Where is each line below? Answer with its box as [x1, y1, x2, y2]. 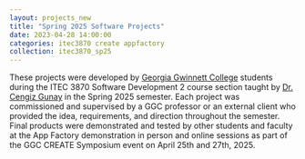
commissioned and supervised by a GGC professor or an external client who [9, 101, 296, 112]
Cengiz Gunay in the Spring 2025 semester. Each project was [9, 92, 240, 103]
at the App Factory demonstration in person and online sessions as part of [9, 130, 289, 141]
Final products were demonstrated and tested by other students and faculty [9, 120, 293, 132]
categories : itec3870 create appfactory [9, 38, 166, 48]
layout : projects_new [9, 13, 92, 23]
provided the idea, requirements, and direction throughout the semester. [9, 111, 280, 122]
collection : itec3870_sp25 [9, 47, 112, 56]
